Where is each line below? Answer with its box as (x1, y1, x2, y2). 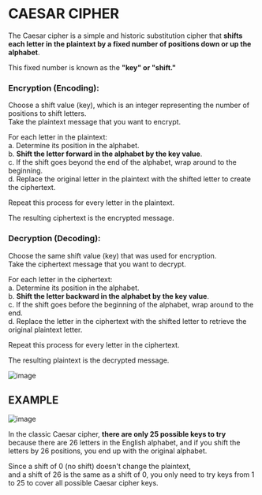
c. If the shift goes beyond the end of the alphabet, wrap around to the (8, 158, 237, 167)
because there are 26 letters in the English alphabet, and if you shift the (8, 438, 241, 448)
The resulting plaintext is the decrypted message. (8, 355, 170, 365)
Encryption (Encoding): (8, 82, 100, 93)
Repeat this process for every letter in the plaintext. (8, 198, 175, 207)
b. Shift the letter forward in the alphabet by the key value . (8, 149, 203, 158)
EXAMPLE (8, 393, 59, 407)
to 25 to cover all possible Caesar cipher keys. (8, 478, 159, 488)
